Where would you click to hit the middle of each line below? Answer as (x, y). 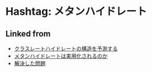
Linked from (28, 33)
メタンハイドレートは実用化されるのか (61, 56)
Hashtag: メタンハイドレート (76, 12)
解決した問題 (30, 63)
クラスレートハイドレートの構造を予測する (66, 48)
